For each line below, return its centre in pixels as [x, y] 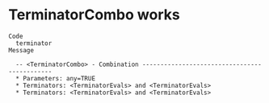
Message [21, 50]
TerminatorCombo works [94, 15]
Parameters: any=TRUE [59, 78]
